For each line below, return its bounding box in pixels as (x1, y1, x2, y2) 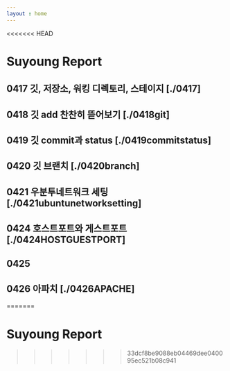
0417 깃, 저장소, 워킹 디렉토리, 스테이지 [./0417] (6, 83, 202, 94)
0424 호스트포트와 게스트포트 (6, 223, 127, 235)
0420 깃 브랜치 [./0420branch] (6, 160, 140, 172)
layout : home (6, 10, 48, 17)
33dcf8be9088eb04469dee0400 (127, 349, 223, 358)
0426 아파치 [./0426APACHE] (6, 283, 135, 295)
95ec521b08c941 (127, 356, 177, 365)
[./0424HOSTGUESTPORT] (6, 234, 126, 246)
